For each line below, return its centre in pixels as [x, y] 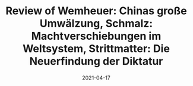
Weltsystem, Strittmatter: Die [96, 49]
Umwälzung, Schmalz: [96, 23]
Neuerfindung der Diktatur [96, 61]
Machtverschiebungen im [96, 36]
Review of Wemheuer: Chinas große [96, 11]
